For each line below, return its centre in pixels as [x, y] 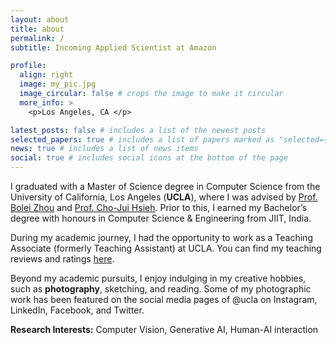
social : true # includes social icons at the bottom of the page [149, 158]
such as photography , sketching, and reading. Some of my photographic [161, 289]
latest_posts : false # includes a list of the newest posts [138, 130]
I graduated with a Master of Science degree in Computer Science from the [165, 186]
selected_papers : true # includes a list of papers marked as [142, 139]
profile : [28, 66]
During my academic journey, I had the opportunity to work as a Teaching [161, 237]
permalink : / [37, 38]
